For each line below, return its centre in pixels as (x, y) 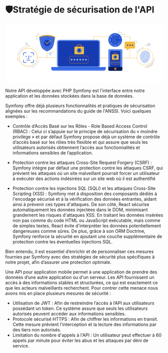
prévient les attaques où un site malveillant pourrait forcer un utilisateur (86, 173)
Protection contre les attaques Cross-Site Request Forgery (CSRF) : (82, 162)
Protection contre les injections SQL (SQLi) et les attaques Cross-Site (84, 188)
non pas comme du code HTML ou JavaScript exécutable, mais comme (86, 220)
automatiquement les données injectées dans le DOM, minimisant (80, 210)
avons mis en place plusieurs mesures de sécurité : (58, 293)
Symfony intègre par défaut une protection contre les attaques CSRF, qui (88, 168)
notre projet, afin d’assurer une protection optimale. (58, 262)
